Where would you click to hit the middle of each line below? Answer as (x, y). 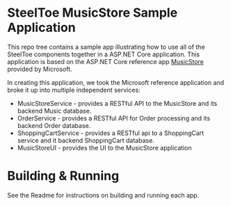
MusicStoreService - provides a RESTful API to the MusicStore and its (117, 103)
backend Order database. (54, 125)
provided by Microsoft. (40, 69)
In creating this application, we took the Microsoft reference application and (116, 82)
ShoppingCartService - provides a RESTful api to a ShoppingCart (110, 133)
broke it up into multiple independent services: (74, 90)
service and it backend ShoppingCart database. (86, 140)
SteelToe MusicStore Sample (93, 13)
